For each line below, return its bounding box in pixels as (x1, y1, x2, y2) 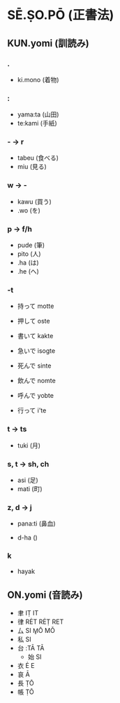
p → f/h (7, 224, 33, 234)
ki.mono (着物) (17, 75, 59, 83)
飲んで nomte (17, 377, 56, 385)
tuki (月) (17, 441, 40, 450)
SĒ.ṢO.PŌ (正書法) (7, 7, 114, 23)
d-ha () (17, 533, 38, 542)
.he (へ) (17, 267, 40, 276)
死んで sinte (17, 361, 52, 370)
